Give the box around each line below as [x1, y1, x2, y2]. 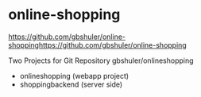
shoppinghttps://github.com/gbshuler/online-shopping [8, 40, 187, 49]
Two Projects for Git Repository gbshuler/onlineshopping [8, 56, 194, 65]
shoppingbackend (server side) [19, 80, 123, 89]
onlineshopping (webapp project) [19, 71, 129, 80]
